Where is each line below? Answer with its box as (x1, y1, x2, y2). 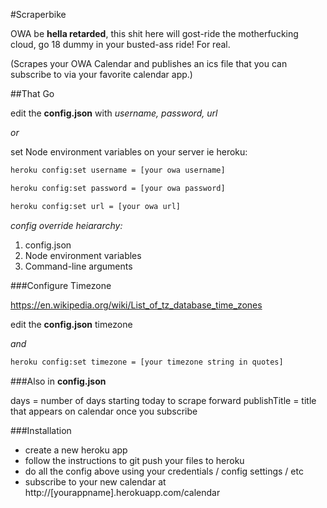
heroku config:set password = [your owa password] (10, 183, 226, 193)
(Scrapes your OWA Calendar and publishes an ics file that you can (10, 58, 288, 69)
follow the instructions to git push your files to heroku (24, 454, 245, 466)
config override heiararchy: (10, 219, 123, 231)
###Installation (10, 424, 72, 436)
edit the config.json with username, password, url (10, 107, 218, 119)
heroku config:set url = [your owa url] (10, 201, 182, 211)
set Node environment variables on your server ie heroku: (10, 146, 248, 158)
